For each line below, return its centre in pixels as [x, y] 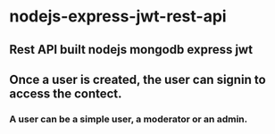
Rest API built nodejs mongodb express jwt [131, 50]
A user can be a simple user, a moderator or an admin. [129, 119]
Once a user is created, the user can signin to [137, 79]
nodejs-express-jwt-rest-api [118, 17]
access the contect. [66, 93]
